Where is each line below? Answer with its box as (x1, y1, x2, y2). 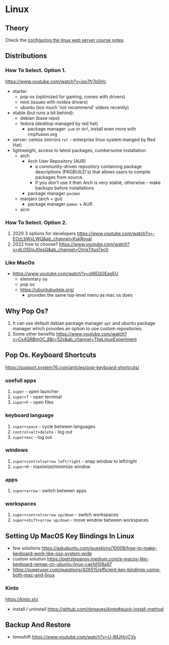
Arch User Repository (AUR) (27, 158, 86, 164)
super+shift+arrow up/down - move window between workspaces (12, 517, 149, 523)
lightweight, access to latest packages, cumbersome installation (12, 147, 146, 153)
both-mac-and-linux (12, 572, 55, 578)
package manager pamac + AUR (27, 201, 93, 207)
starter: (12, 88, 28, 94)
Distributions (5, 52, 47, 60)
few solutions (12, 545, 41, 551)
